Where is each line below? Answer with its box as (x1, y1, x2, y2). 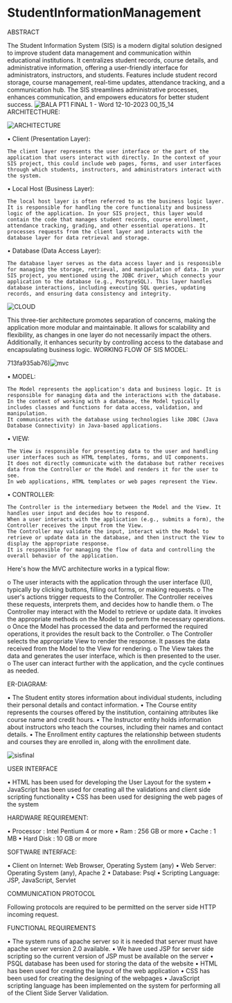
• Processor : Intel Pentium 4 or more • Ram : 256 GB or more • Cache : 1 (7, 827, 216, 835)
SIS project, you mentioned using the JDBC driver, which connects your (7, 272, 222, 279)
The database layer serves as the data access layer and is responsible (7, 260, 222, 267)
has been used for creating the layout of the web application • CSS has (7, 966, 211, 975)
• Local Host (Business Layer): (7, 184, 95, 192)
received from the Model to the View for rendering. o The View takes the (7, 644, 214, 652)
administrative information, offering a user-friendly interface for (7, 63, 188, 71)
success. (7, 100, 33, 108)
